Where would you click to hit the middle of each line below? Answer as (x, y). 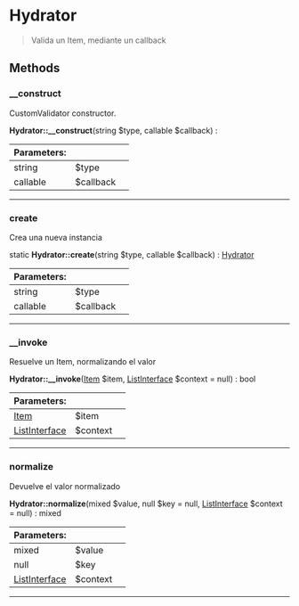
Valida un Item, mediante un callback (98, 40)
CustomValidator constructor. (63, 113)
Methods (35, 68)
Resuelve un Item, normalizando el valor (83, 362)
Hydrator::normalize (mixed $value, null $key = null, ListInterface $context (146, 504)
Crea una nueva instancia (56, 237)
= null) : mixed (36, 512)
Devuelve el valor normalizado (65, 486)
